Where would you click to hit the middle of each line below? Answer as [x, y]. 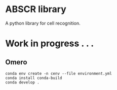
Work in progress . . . [50, 43]
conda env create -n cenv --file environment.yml [59, 73]
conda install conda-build [34, 78]
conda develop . [22, 82]
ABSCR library [36, 9]
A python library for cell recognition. [43, 23]
